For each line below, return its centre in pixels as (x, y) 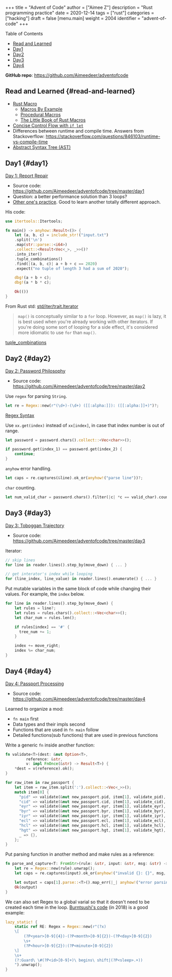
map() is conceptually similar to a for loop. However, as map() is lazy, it (92, 316)
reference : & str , (44, 759)
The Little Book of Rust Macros (53, 120)
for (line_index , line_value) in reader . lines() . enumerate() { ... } (81, 579)
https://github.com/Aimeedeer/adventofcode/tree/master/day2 (79, 386)
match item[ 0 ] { (32, 792)
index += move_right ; (37, 646)
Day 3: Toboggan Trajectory (35, 525)
